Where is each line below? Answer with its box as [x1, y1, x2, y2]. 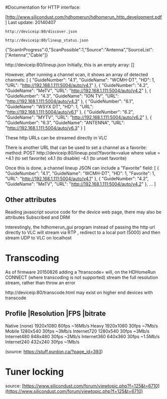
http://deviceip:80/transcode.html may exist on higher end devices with [5, 289, 153, 295]
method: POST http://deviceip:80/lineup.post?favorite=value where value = [5, 150, 160, 155]
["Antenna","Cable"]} [5, 52, 48, 58]
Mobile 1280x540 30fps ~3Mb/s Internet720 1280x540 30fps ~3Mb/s [5, 328, 149, 334]
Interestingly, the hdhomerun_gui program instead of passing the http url [5, 224, 155, 230]
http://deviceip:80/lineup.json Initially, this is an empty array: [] [5, 62, 134, 67]
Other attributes [5, 196, 57, 204]
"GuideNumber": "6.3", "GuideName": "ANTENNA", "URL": [5, 120, 125, 125]
